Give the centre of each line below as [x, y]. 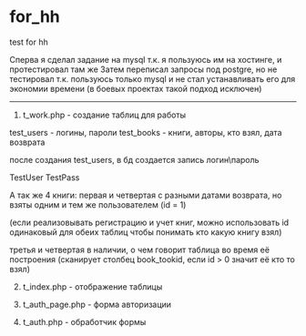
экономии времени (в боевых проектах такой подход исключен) [136, 88]
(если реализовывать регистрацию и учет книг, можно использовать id [149, 222]
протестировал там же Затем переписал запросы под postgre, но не [143, 69]
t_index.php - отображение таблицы [92, 286]
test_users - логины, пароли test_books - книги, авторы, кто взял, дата [146, 132]
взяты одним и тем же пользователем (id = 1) [98, 204]
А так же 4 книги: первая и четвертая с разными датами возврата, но [146, 195]
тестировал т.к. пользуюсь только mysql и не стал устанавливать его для [153, 78]
